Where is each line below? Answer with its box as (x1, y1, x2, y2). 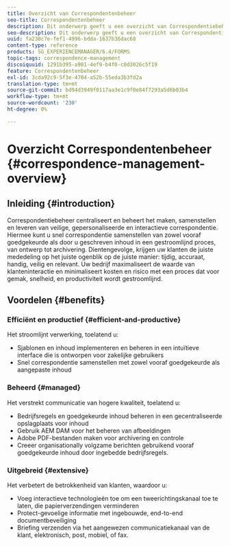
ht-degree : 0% (7, 106, 48, 113)
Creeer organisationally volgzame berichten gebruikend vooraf (16, 441, 194, 449)
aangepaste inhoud (16, 365, 72, 374)
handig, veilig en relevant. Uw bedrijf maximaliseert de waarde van (7, 260, 195, 268)
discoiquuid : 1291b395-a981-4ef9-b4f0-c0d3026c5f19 (7, 61, 157, 68)
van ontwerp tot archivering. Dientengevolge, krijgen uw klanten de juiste (7, 245, 214, 253)
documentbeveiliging (16, 516, 77, 525)
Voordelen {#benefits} (7, 295, 105, 306)
